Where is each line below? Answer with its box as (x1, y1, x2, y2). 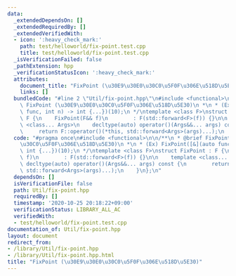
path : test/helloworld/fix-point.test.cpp (20, 43, 146, 50)
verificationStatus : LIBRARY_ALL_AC (13, 206, 121, 213)
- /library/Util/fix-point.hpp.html (7, 252, 114, 259)
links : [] (20, 88, 49, 96)
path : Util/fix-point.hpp (13, 187, 90, 194)
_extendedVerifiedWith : (13, 29, 83, 37)
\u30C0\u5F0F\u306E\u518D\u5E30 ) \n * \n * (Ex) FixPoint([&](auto (20, 141, 216, 148)
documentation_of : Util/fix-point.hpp (7, 225, 121, 232)
